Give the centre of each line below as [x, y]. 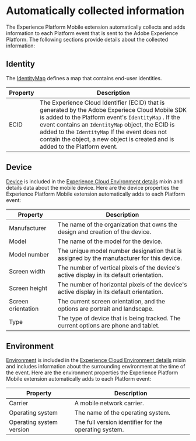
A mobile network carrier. [109, 404]
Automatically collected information [95, 11]
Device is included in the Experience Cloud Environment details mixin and [94, 181]
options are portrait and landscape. [106, 309]
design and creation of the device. [104, 231]
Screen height [28, 288]
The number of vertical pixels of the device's [119, 268]
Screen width [27, 271]
